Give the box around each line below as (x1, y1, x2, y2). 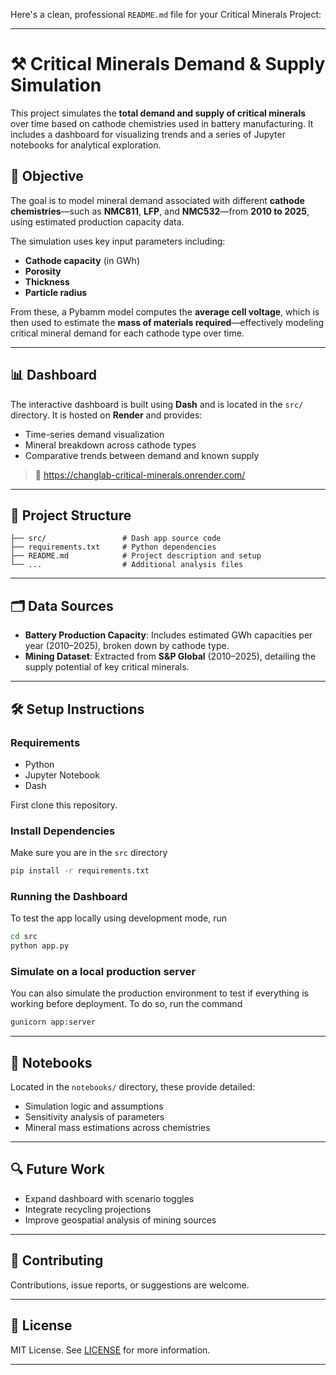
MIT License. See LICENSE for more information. (10, 1344, 211, 1356)
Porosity (24, 265, 62, 277)
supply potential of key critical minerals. (24, 661, 190, 673)
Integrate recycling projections (24, 1203, 152, 1215)
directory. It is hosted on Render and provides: (10, 409, 203, 421)
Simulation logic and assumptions (24, 1100, 164, 1113)
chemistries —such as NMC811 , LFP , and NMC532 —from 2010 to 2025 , (10, 205, 310, 217)
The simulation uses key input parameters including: (10, 235, 226, 247)
